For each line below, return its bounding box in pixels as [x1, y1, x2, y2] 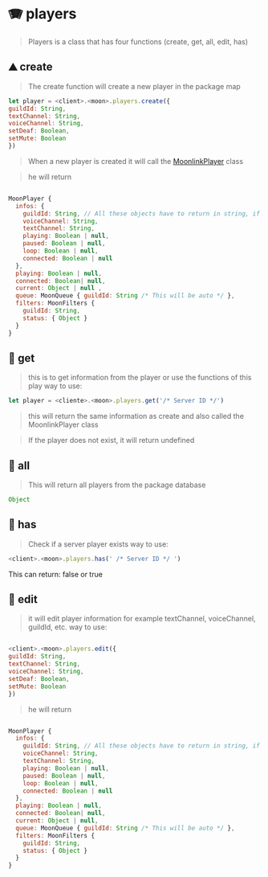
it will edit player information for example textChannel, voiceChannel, [27, 614, 256, 624]
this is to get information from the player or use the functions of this [27, 373, 252, 383]
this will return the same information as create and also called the [27, 412, 245, 421]
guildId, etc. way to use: [27, 622, 108, 632]
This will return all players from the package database [27, 480, 206, 490]
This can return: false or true [8, 569, 103, 579]
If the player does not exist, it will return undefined [27, 436, 195, 445]
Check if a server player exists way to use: [27, 539, 169, 549]
